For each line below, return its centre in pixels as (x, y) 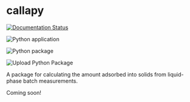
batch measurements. (51, 81)
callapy (25, 11)
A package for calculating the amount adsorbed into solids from (86, 74)
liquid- (175, 74)
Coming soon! (24, 92)
